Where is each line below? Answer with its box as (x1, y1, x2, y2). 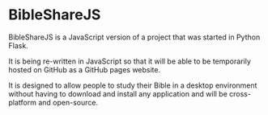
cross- (229, 88, 251, 98)
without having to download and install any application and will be (8, 88, 228, 98)
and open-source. (37, 97, 99, 107)
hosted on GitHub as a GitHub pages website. (8, 64, 160, 74)
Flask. (8, 40, 28, 50)
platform (8, 97, 36, 107)
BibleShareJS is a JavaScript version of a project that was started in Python (8, 32, 261, 42)
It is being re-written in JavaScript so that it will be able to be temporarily (8, 56, 251, 66)
